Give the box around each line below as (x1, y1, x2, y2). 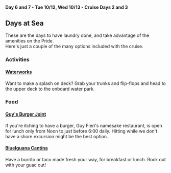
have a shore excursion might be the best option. (5, 133, 108, 139)
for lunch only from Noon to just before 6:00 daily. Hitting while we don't (5, 128, 158, 134)
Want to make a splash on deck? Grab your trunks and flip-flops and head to (5, 80, 166, 86)
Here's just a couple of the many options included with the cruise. (5, 44, 144, 50)
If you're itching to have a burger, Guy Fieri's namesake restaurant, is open (5, 122, 162, 128)
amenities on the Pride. (5, 38, 54, 44)
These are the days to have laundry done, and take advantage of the (5, 32, 150, 38)
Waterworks (5, 69, 32, 75)
